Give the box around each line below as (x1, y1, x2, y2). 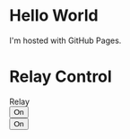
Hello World (9, 5, 99, 26)
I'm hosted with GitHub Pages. (9, 35, 122, 46)
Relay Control (9, 66, 112, 87)
